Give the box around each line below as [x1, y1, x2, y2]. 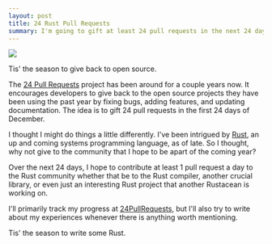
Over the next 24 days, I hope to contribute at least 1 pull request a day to [8, 162, 253, 172]
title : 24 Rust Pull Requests [8, 19, 111, 27]
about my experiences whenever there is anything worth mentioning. [8, 212, 238, 222]
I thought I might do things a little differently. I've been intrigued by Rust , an [8, 130, 259, 140]
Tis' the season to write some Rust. [8, 228, 126, 238]
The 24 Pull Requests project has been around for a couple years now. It [8, 80, 249, 90]
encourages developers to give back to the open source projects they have [8, 88, 259, 98]
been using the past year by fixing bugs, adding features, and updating [8, 97, 245, 107]
